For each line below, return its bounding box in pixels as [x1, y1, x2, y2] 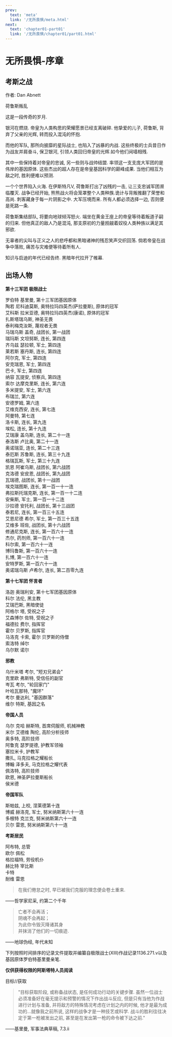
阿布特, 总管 [5, 843, 31, 850]
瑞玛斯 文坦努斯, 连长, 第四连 [5, 335, 66, 341]
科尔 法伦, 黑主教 [5, 595, 41, 601]
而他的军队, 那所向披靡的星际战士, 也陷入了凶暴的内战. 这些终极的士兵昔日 [5, 142, 162, 148]
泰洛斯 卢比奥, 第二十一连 [5, 438, 59, 444]
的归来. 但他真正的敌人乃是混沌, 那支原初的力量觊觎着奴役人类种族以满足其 [5, 220, 163, 226]
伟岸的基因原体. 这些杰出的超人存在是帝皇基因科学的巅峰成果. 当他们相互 [5, 166, 159, 172]
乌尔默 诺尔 [5, 646, 29, 653]
